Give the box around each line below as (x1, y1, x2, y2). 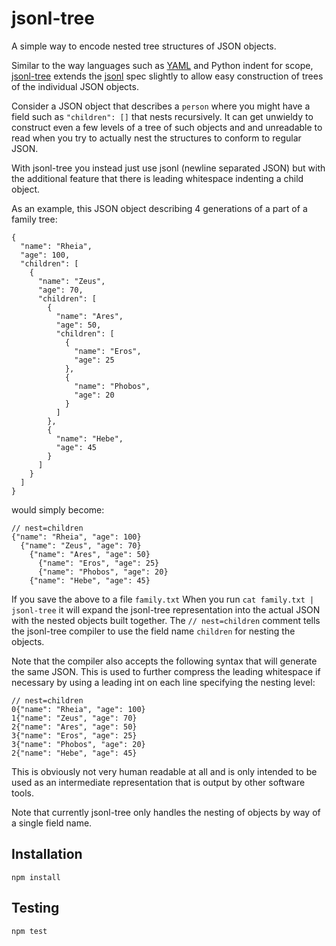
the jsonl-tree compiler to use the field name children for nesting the (11, 625, 296, 637)
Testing (11, 900, 60, 917)
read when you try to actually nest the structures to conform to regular (11, 132, 302, 144)
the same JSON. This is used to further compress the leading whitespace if (11, 665, 321, 677)
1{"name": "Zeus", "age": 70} (11, 713, 138, 723)
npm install (11, 872, 61, 882)
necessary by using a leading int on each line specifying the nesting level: (11, 676, 316, 688)
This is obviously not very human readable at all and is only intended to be (11, 765, 318, 777)
